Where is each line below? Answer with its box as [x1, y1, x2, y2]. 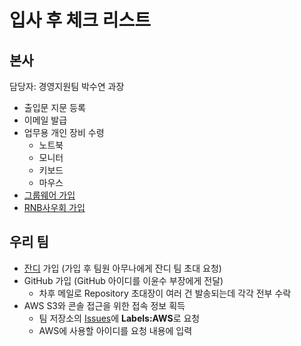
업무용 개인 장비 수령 [23, 127, 105, 138]
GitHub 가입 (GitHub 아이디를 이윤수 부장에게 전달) [23, 274, 224, 286]
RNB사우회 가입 [23, 202, 86, 213]
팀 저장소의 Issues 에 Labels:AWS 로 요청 [38, 312, 201, 324]
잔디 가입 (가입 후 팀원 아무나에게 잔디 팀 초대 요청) [23, 262, 222, 274]
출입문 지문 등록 [23, 102, 86, 113]
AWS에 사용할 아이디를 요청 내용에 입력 [38, 324, 193, 336]
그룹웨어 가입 [23, 189, 76, 201]
